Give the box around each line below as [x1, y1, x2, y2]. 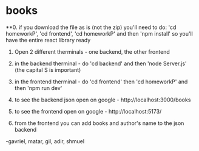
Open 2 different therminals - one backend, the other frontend [14, 48, 170, 55]
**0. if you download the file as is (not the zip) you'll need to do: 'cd [5, 24, 177, 31]
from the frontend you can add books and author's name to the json [14, 119, 184, 127]
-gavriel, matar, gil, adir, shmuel [5, 137, 85, 145]
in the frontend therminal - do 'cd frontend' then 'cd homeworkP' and [14, 78, 188, 85]
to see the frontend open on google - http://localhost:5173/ [14, 108, 162, 115]
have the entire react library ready [5, 36, 91, 43]
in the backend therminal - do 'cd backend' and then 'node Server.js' [14, 60, 187, 67]
